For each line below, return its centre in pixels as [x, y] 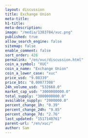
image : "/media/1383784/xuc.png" [39, 32]
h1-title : [15, 23]
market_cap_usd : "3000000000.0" [38, 92]
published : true [21, 37]
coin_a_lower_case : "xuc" [31, 73]
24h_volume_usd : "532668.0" [34, 87]
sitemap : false [20, 46]
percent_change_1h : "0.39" [32, 105]
